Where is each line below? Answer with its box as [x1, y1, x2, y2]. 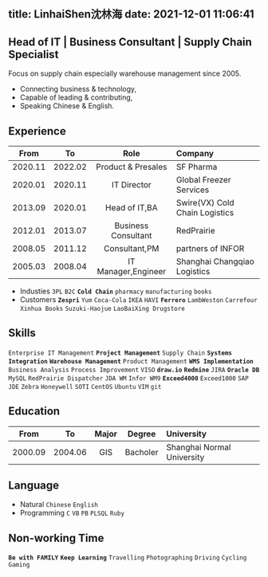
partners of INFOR [175, 243, 245, 254]
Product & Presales [95, 162, 167, 173]
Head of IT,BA [104, 202, 158, 214]
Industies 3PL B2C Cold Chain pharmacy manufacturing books [19, 286, 212, 296]
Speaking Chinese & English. [19, 101, 114, 111]
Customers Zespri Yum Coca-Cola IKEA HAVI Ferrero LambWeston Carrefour [19, 295, 258, 304]
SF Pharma [175, 162, 218, 173]
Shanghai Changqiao [175, 256, 255, 267]
